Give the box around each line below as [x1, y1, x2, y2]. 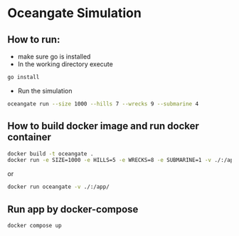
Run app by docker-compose [7, 203, 139, 215]
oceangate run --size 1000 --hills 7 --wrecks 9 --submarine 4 [7, 100, 199, 108]
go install [7, 73, 40, 81]
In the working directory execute [17, 60, 114, 68]
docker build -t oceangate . [7, 150, 94, 158]
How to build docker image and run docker [7, 120, 199, 133]
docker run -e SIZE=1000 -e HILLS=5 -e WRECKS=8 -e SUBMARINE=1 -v [7, 157, 212, 164]
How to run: [7, 34, 60, 46]
